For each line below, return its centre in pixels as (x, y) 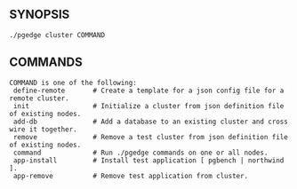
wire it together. (43, 129)
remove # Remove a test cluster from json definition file (151, 137)
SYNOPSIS (40, 15)
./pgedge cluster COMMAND (57, 35)
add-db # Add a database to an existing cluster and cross (151, 122)
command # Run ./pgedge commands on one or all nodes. (140, 153)
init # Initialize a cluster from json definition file (148, 106)
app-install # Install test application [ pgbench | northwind (148, 160)
